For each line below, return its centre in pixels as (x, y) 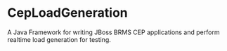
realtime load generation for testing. (59, 39)
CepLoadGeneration (67, 13)
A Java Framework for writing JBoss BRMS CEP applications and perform (113, 32)
